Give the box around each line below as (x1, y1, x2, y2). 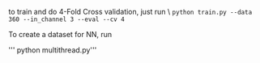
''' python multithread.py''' (8, 45, 97, 55)
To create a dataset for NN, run (8, 30, 113, 39)
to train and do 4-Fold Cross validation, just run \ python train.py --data (8, 7, 253, 16)
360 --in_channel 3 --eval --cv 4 (8, 15, 126, 23)
